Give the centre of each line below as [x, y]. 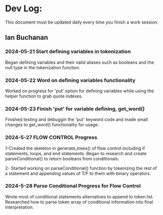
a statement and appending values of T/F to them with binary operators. [78, 173]
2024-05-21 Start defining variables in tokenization [68, 52]
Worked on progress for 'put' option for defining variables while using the [80, 91]
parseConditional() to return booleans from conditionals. [62, 159]
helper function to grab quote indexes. [44, 96]
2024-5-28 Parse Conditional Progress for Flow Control [73, 186]
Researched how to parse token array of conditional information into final [79, 202]
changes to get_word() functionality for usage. [52, 125]
